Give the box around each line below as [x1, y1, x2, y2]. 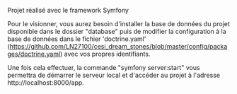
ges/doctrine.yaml [7, 49, 61, 58]
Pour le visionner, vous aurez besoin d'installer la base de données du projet [7, 20, 230, 28]
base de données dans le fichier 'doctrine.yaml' [7, 35, 146, 43]
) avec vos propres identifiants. [59, 49, 151, 58]
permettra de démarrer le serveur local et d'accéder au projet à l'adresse [7, 71, 221, 79]
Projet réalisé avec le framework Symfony [7, 6, 129, 14]
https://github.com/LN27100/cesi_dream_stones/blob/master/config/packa [9, 42, 228, 50]
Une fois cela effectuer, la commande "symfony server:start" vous [7, 64, 200, 71]
